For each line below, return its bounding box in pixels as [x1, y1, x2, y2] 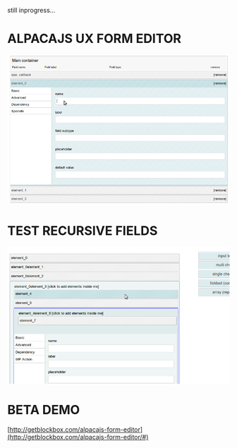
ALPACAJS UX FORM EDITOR [7, 31, 182, 47]
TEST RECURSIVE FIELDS [7, 223, 158, 239]
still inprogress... [7, 6, 56, 14]
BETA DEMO [7, 402, 80, 418]
